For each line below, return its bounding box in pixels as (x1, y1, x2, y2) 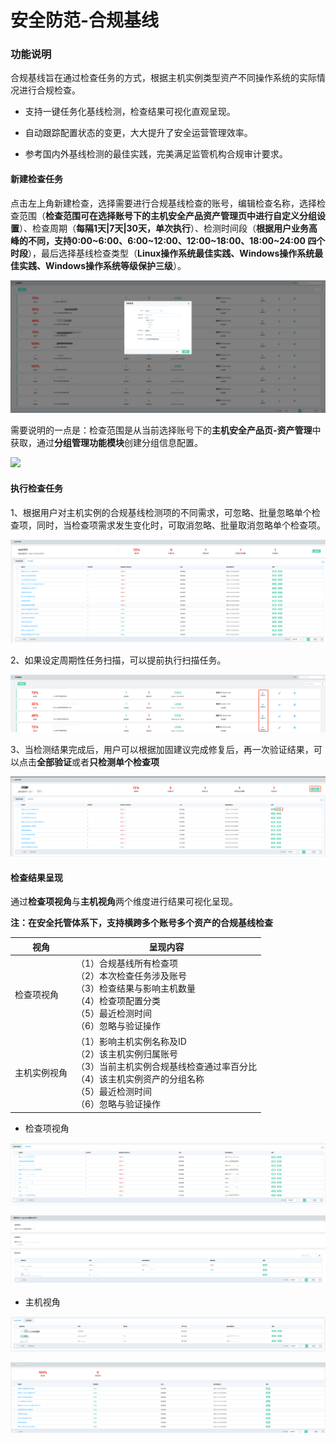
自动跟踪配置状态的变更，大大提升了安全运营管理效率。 (24, 127, 253, 139)
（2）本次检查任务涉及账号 (76, 970, 188, 982)
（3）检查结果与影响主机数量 (76, 982, 197, 995)
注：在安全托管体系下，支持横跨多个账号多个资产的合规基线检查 (10, 917, 273, 929)
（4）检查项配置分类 (76, 995, 162, 1007)
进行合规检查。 (18, 84, 81, 96)
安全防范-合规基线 (10, 9, 160, 32)
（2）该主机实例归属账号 (76, 1048, 179, 1060)
